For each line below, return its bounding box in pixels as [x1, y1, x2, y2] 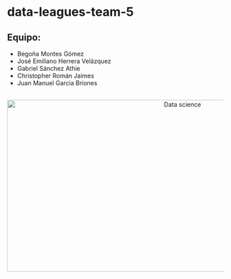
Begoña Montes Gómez [16, 49, 85, 58]
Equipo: [7, 32, 41, 43]
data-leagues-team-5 [7, 4, 134, 20]
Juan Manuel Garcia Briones [16, 79, 98, 87]
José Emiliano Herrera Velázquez [16, 57, 111, 65]
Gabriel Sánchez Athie [16, 65, 80, 72]
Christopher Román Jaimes [16, 71, 95, 80]
